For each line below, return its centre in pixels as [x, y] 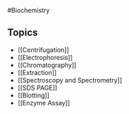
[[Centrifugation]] [43, 50]
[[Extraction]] [37, 72]
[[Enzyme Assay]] [44, 103]
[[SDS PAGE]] [38, 88]
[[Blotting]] [33, 95]
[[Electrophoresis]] [45, 57]
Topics [23, 32]
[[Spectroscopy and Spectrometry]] [70, 80]
